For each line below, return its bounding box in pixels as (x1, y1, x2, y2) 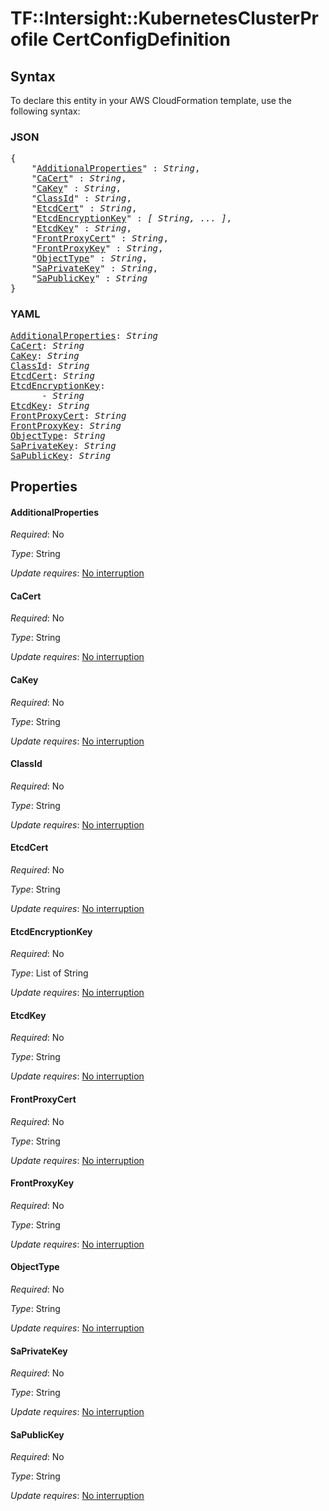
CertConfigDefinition (52, 28, 231, 51)
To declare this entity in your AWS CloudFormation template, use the (10, 95, 292, 106)
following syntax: (10, 105, 81, 117)
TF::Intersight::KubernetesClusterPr (10, 7, 320, 30)
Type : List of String (10, 967, 89, 979)
